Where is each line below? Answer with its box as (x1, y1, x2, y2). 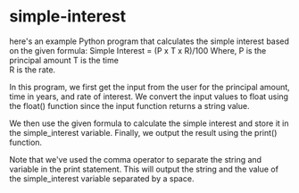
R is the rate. (9, 64, 56, 75)
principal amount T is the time (9, 55, 119, 65)
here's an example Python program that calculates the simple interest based (9, 36, 290, 46)
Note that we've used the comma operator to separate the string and (9, 154, 262, 164)
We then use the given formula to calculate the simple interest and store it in (9, 118, 289, 129)
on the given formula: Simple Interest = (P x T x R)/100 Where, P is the (9, 45, 267, 55)
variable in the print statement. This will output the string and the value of (9, 164, 279, 174)
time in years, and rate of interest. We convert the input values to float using (9, 91, 288, 102)
